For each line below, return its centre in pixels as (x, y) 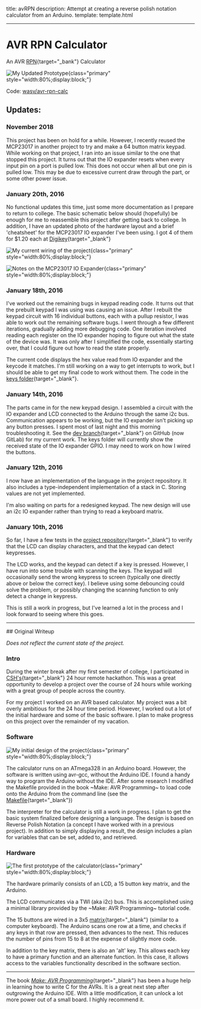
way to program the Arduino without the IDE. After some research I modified (100, 781)
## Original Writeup (31, 632)
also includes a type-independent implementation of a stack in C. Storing (96, 487)
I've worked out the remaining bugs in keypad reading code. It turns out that (100, 304)
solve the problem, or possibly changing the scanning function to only (92, 590)
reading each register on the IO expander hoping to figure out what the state (100, 335)
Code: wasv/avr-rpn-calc (37, 91)
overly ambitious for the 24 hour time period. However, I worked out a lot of (99, 709)
